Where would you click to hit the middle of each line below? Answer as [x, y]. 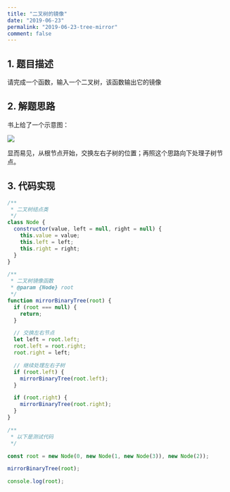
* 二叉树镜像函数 [32, 281]
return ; [31, 314]
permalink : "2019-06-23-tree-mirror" [63, 27]
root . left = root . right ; [50, 346]
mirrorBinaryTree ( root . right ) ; [66, 405]
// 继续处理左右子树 [39, 365]
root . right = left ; [42, 353]
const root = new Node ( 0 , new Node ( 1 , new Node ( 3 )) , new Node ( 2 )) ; [108, 456]
